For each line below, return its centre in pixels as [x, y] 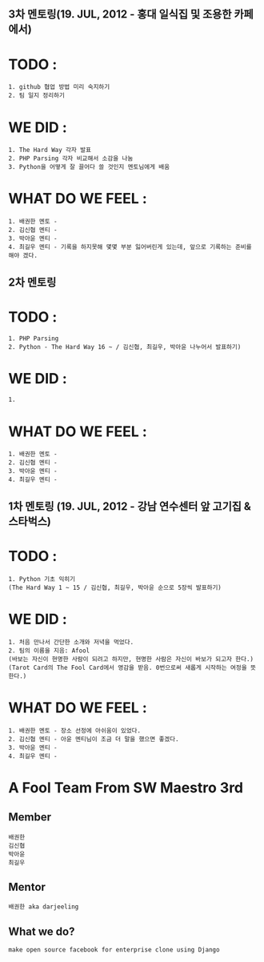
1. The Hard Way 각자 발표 [50, 150]
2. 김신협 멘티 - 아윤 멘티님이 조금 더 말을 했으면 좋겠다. [94, 739]
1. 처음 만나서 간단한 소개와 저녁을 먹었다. [71, 642]
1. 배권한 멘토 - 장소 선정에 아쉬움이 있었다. [75, 731]
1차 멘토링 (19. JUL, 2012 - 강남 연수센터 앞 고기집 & [130, 506]
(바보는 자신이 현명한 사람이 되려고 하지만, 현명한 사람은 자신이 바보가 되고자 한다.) [131, 659]
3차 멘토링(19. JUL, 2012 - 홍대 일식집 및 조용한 [120, 14]
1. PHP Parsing [34, 339]
